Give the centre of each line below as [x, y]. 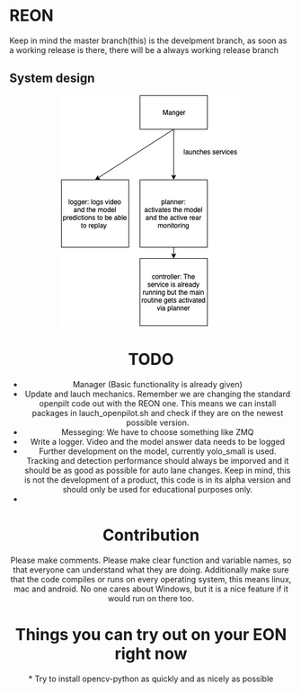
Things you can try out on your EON [151, 634]
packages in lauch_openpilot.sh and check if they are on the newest [158, 413]
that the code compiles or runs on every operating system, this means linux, [151, 579]
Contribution [151, 535]
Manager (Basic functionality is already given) [157, 384]
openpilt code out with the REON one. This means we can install [158, 403]
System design [52, 79]
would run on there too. [151, 598]
